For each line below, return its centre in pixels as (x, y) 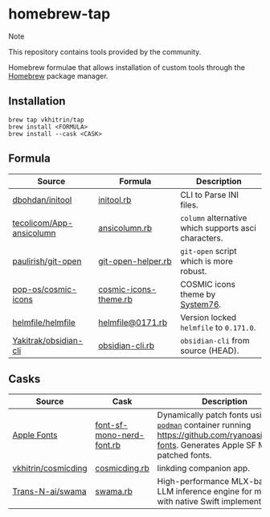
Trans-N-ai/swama (49, 491)
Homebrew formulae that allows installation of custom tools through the (127, 67)
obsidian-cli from (215, 340)
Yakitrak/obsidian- (48, 340)
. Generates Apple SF (217, 445)
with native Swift (188, 502)
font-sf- (112, 425)
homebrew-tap (59, 14)
